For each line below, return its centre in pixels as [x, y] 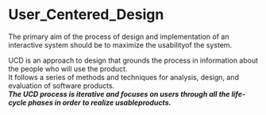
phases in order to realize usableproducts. [99, 102]
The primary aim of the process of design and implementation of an [119, 36]
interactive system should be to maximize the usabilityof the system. [120, 44]
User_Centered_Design [86, 15]
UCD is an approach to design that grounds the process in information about [133, 60]
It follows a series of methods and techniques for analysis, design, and [124, 77]
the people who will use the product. [68, 68]
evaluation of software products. [62, 86]
